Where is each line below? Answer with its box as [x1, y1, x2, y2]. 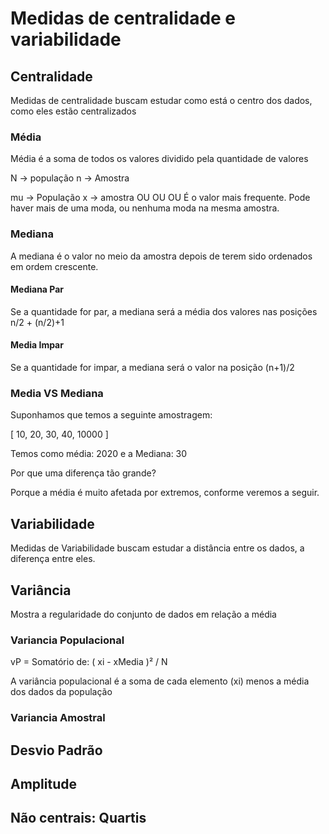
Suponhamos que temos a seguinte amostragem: [10, 409, 213, 421]
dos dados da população [10, 686, 113, 698]
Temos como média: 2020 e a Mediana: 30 [10, 448, 188, 460]
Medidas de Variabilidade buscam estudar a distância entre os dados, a [10, 542, 305, 554]
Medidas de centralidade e [10, 7, 237, 30]
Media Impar [10, 339, 64, 351]
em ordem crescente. [10, 260, 99, 272]
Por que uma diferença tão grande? [10, 467, 157, 479]
